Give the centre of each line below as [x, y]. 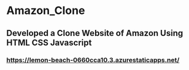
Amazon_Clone [46, 11]
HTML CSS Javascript [49, 42]
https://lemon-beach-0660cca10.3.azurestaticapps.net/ [93, 60]
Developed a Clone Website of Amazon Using [95, 33]
